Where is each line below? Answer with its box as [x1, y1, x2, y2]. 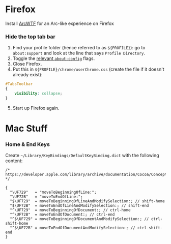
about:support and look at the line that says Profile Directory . [12, 50, 145, 56]
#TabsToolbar [5, 81, 33, 87]
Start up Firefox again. [12, 105, 60, 111]
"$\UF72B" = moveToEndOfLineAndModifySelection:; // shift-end [10, 203, 149, 208]
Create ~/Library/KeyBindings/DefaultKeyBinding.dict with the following [5, 152, 159, 159]
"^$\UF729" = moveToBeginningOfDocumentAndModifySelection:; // [10, 217, 149, 222]
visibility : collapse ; [14, 90, 63, 96]
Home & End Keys [5, 141, 50, 148]
